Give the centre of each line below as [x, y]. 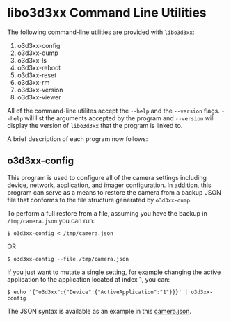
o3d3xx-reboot [39, 67]
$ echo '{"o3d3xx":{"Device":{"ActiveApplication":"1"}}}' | [98, 292]
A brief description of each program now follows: [78, 139]
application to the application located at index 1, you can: [89, 279]
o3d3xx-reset [37, 75]
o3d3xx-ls [32, 60]
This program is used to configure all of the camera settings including [107, 177]
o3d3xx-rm [33, 82]
